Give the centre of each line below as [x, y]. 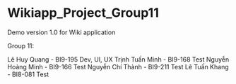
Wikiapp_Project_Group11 [83, 13]
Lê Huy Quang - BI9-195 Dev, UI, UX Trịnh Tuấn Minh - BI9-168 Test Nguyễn [118, 59]
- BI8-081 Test [28, 74]
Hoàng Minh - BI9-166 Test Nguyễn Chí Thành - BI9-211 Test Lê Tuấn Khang [118, 66]
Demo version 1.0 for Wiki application [61, 32]
